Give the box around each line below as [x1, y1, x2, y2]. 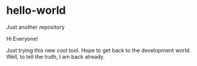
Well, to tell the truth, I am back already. [6, 53, 105, 60]
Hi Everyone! [6, 35, 38, 42]
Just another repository [6, 23, 65, 31]
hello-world [6, 4, 66, 17]
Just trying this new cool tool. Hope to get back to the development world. [6, 46, 192, 54]
